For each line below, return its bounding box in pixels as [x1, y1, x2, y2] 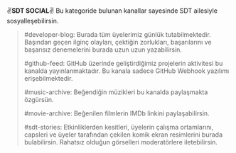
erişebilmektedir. [23, 74, 73, 82]
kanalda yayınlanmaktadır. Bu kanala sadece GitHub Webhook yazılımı [23, 67, 230, 75]
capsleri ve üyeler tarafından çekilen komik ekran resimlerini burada [23, 130, 223, 139]
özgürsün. [23, 96, 54, 103]
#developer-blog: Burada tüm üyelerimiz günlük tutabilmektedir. [23, 30, 211, 38]
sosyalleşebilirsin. [6, 17, 59, 25]
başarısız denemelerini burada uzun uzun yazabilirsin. [23, 45, 183, 54]
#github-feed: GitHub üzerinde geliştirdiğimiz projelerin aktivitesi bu [23, 59, 223, 67]
